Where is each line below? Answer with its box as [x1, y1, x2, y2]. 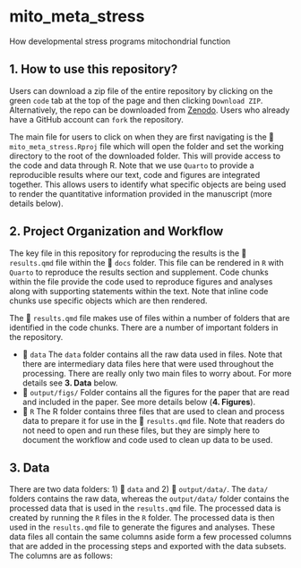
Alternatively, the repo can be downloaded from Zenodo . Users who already [9, 105, 290, 115]
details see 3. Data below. [21, 377, 118, 388]
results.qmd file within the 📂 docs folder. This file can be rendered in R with [9, 257, 284, 267]
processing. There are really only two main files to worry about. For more [21, 368, 292, 378]
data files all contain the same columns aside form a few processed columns [9, 531, 292, 542]
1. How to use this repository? [9, 62, 178, 77]
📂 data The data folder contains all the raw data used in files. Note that [21, 349, 283, 360]
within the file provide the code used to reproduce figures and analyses [9, 276, 273, 287]
